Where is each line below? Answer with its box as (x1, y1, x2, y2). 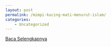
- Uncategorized (14, 21, 50, 27)
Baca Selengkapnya (5, 36, 48, 42)
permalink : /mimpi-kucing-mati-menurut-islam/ (5, 12, 106, 17)
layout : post (5, 7, 33, 13)
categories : (5, 17, 31, 22)
